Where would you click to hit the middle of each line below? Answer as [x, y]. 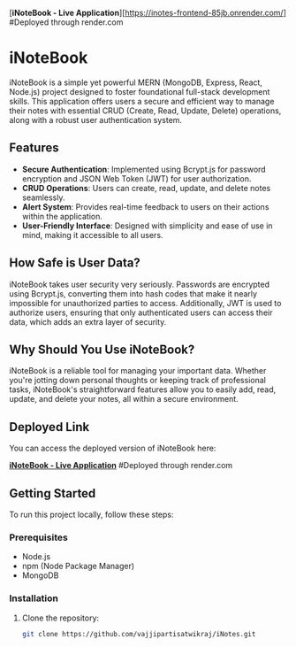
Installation [34, 598]
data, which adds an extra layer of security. [88, 321]
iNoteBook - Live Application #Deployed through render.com [121, 466]
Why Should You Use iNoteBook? [102, 349]
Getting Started [53, 493]
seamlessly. [43, 197]
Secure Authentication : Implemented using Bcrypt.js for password [144, 169]
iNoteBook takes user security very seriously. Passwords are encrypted [140, 284]
